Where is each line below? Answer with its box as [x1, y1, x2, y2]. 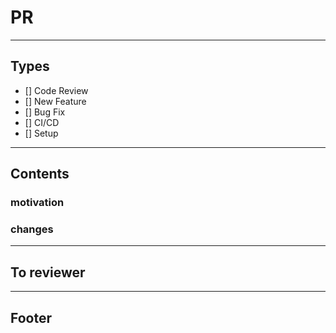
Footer [10, 309, 53, 326]
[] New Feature [24, 95, 87, 107]
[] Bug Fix [24, 106, 66, 118]
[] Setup [24, 127, 59, 139]
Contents [10, 166, 70, 183]
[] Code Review [24, 84, 89, 96]
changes [10, 222, 54, 236]
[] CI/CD [24, 116, 60, 128]
